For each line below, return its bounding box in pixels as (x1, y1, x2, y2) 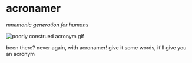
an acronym (6, 50, 35, 57)
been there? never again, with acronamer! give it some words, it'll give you (6, 44, 187, 51)
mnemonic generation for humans (6, 21, 89, 28)
